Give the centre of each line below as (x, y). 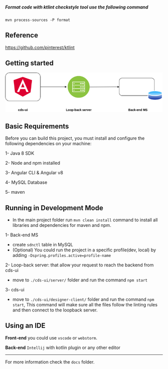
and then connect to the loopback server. (55, 310)
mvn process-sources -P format (38, 20)
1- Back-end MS (22, 235)
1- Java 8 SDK (20, 153)
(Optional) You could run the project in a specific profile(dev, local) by (84, 250)
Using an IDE (25, 326)
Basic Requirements (37, 126)
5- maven (15, 192)
